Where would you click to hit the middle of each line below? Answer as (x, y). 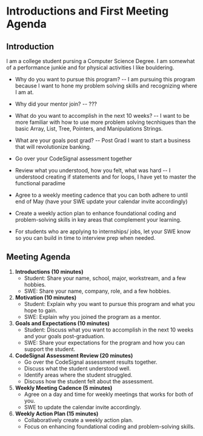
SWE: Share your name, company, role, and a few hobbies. (97, 291)
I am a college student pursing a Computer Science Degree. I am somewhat (101, 61)
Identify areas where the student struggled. (78, 375)
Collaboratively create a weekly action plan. (78, 420)
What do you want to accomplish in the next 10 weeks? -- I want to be (102, 116)
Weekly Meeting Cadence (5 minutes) (64, 387)
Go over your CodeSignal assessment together (73, 158)
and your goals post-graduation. (64, 336)
